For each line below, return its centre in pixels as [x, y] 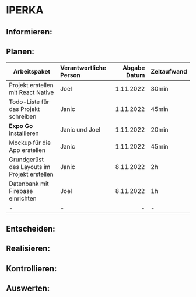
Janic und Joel [80, 130]
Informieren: [29, 32]
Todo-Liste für [29, 102]
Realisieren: [28, 249]
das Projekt [24, 109]
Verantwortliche [83, 68]
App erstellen [27, 150]
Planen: [20, 51]
